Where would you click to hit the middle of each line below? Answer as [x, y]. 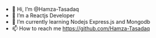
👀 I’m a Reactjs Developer [43, 15]
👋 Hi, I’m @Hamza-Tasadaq [45, 9]
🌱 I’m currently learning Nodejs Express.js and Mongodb [81, 22]
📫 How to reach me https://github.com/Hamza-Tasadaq [81, 28]
